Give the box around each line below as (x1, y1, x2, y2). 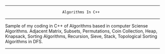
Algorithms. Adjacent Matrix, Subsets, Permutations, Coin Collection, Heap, (5, 28, 158, 34)
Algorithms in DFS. (5, 39, 43, 44)
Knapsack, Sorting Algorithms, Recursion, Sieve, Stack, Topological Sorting (5, 33, 158, 39)
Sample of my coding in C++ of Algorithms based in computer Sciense (5, 23, 148, 28)
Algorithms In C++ (62, 10, 100, 15)
